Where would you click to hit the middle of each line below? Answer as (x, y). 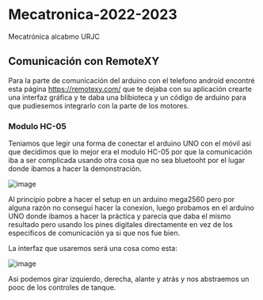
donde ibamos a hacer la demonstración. (75, 169)
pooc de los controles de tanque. (62, 287)
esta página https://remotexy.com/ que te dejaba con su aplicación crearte (130, 89)
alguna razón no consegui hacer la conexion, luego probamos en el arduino (131, 208)
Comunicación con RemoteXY (84, 61)
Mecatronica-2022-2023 (93, 15)
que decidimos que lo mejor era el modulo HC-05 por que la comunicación (130, 152)
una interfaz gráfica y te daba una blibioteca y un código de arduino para (128, 97)
